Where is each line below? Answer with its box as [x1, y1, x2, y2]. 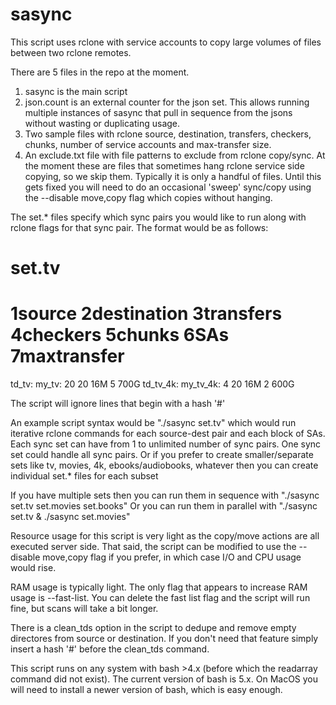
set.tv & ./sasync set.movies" [10, 511, 131, 523]
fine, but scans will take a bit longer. [10, 603, 159, 615]
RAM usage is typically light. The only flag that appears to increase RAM [10, 581, 308, 593]
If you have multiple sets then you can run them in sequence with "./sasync [10, 489, 320, 502]
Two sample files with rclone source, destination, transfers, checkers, [24, 128, 312, 140]
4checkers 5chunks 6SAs [10, 324, 230, 347]
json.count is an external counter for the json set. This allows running [24, 96, 310, 108]
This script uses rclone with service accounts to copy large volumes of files [10, 36, 322, 48]
